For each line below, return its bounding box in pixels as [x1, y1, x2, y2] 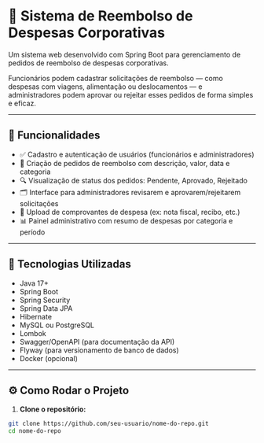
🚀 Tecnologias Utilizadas [8, 257, 131, 271]
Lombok [19, 328, 47, 338]
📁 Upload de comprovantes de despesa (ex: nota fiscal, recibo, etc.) [19, 207, 240, 216]
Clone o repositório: [19, 404, 86, 414]
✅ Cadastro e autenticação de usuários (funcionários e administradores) [19, 150, 255, 159]
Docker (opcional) [19, 353, 79, 363]
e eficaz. [8, 98, 37, 108]
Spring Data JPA [19, 303, 73, 313]
